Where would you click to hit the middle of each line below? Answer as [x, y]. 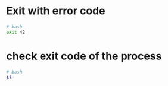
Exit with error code [56, 11]
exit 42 [16, 32]
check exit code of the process [84, 56]
